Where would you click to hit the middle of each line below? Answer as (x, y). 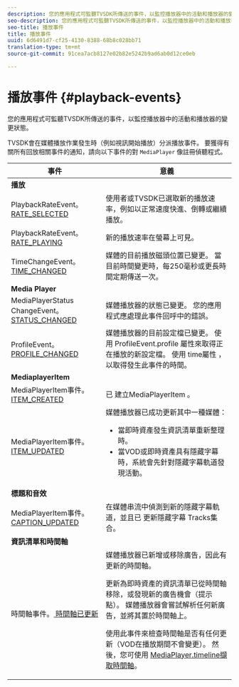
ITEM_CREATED (37, 399)
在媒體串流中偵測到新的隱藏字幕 (159, 507)
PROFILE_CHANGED (45, 354)
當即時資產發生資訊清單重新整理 (171, 430)
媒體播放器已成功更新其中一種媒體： (166, 412)
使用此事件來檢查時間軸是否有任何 (163, 633)
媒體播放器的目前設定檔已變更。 (159, 332)
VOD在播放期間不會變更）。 (165, 644)
